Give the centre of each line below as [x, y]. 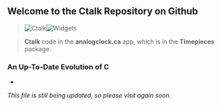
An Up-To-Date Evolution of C [58, 67]
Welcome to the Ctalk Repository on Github [103, 11]
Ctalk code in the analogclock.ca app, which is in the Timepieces [119, 42]
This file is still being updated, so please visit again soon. [89, 96]
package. [38, 48]
